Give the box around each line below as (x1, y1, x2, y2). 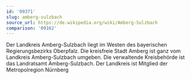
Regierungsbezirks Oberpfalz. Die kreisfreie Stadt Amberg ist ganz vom (6, 48, 181, 55)
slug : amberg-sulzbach (6, 14, 62, 20)
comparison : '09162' (6, 25, 58, 31)
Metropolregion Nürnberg (6, 66, 69, 74)
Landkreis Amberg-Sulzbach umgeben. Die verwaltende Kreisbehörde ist (6, 54, 185, 61)
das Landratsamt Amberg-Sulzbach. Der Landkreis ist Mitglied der (6, 60, 168, 67)
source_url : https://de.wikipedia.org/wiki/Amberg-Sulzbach (6, 19, 158, 25)
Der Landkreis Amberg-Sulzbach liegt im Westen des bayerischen (6, 41, 167, 48)
